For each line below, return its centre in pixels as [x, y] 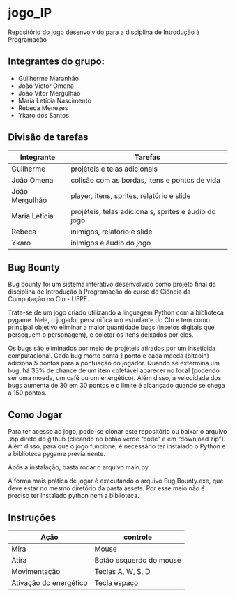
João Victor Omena [46, 86]
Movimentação [36, 572]
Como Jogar [35, 415]
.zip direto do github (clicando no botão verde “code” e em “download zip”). [117, 439]
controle [138, 537]
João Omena [32, 180]
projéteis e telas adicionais [114, 169]
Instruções [32, 517]
